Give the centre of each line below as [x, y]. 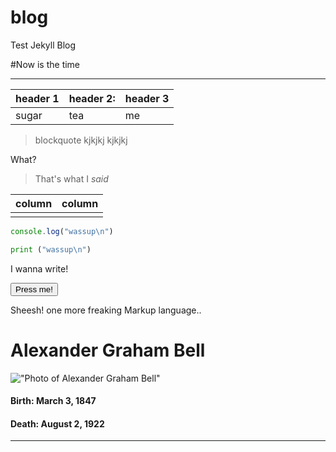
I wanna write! [39, 268]
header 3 [147, 98]
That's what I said [71, 178]
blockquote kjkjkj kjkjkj [81, 140]
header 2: [92, 98]
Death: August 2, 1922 [57, 423]
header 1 [37, 98]
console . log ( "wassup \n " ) [62, 231]
